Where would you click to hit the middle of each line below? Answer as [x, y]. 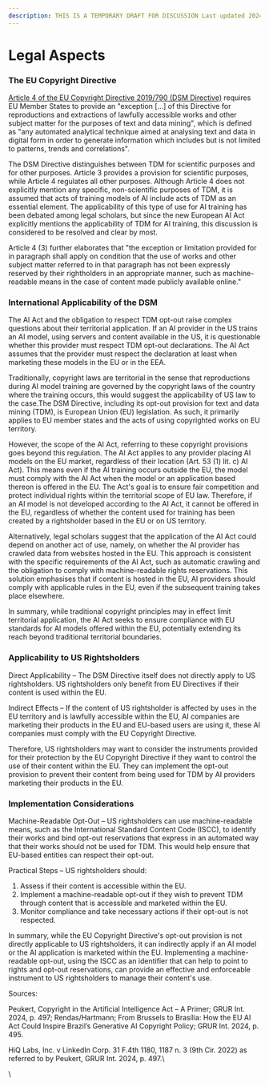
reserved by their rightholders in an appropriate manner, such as [115, 274]
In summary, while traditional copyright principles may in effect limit [120, 611]
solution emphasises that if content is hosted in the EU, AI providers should [132, 579]
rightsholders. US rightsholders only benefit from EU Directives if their [124, 683]
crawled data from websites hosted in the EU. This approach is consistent [130, 554]
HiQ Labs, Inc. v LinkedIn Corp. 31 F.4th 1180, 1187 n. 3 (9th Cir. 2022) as [128, 1050]
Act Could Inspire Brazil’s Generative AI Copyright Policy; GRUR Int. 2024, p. [134, 1026]
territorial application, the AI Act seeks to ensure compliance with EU [122, 620]
